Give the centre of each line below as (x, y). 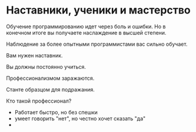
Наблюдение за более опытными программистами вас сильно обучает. (97, 44)
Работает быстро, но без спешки (56, 112)
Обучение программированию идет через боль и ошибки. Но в (86, 26)
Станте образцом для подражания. (51, 89)
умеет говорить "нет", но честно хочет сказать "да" (80, 119)
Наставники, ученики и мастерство (98, 10)
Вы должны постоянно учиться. (46, 67)
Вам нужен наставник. (34, 55)
